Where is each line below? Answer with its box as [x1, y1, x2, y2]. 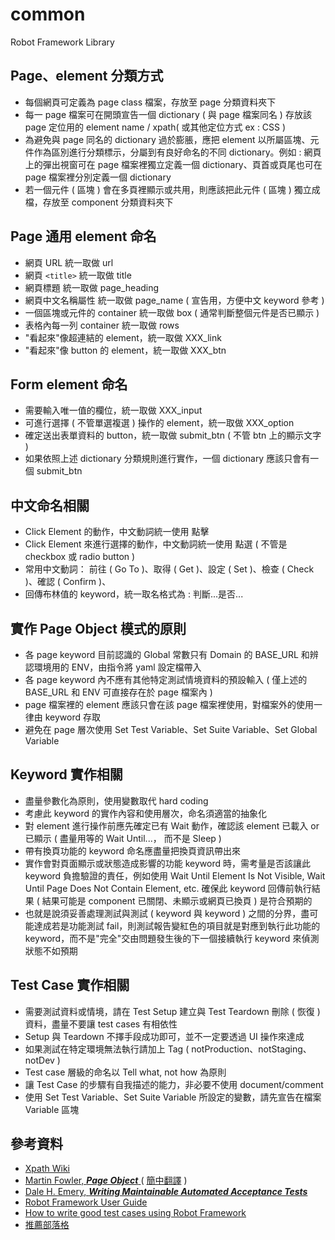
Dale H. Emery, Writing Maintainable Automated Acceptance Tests [24, 1186, 308, 1198]
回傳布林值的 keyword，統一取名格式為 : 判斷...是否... [24, 588, 244, 600]
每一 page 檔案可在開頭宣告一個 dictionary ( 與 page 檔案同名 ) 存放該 [24, 108, 312, 120]
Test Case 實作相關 [10, 977, 130, 994]
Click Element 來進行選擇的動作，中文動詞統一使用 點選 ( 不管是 [24, 538, 288, 550]
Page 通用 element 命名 [10, 228, 157, 245]
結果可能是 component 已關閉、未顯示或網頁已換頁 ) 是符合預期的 [41, 894, 313, 907]
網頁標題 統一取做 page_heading [24, 281, 160, 293]
